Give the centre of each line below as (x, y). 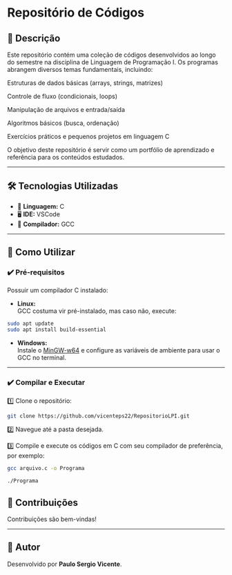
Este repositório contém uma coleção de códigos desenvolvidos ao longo (112, 55)
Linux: (26, 303)
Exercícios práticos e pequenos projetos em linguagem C (88, 136)
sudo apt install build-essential (57, 330)
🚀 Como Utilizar (41, 253)
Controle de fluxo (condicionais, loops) (62, 96)
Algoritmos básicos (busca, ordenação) (63, 123)
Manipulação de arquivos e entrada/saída (66, 110)
